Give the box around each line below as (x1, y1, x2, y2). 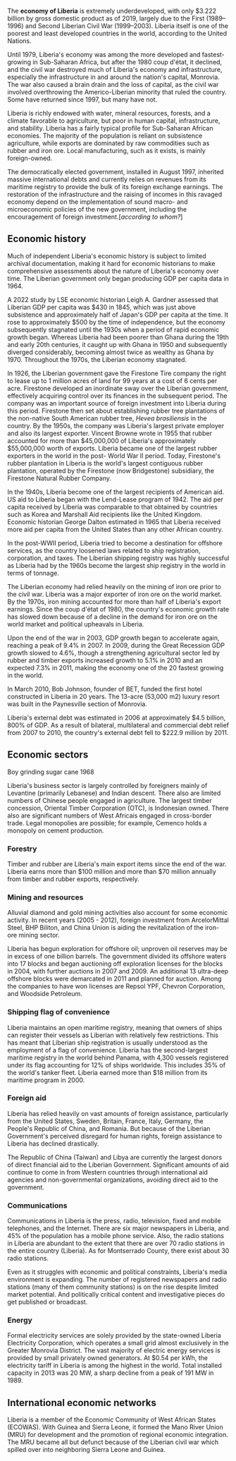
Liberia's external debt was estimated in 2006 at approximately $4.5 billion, (7, 713, 226, 722)
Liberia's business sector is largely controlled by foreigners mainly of (7, 781, 208, 789)
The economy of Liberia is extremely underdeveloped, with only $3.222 (7, 7, 217, 15)
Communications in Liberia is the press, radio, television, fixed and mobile (7, 1217, 221, 1225)
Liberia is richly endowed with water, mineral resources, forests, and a (7, 109, 211, 117)
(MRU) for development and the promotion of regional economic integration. (7, 1431, 229, 1439)
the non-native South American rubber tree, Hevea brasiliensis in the (7, 413, 207, 423)
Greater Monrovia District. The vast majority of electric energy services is (7, 1346, 221, 1354)
